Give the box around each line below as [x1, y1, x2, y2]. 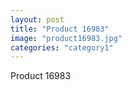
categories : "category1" [10, 42, 114, 53]
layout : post [10, 14, 65, 25]
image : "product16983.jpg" [10, 33, 123, 43]
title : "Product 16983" [10, 24, 110, 34]
